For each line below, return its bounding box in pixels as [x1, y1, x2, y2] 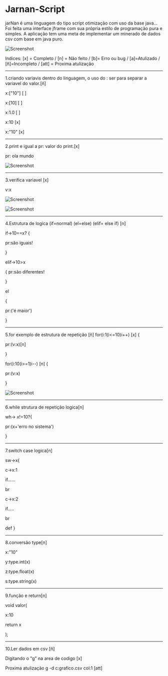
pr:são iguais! [5, 239, 33, 245]
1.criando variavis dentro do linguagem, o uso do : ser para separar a [5, 75, 147, 81]
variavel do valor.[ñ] [5, 80, 46, 86]
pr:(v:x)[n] [5, 341, 26, 347]
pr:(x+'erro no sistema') [5, 423, 54, 429]
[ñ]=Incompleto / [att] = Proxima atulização [5, 60, 94, 66]
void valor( [5, 602, 27, 608]
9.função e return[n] [5, 592, 47, 598]
